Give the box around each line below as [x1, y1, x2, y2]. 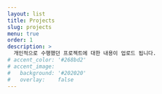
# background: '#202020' [7, 69, 87, 76]
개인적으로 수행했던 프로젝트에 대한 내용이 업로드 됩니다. [13, 50, 156, 57]
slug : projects [7, 23, 52, 30]
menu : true [7, 30, 39, 37]
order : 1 [7, 37, 33, 44]
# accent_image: [7, 63, 55, 70]
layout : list [7, 10, 46, 18]
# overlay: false [7, 76, 74, 83]
